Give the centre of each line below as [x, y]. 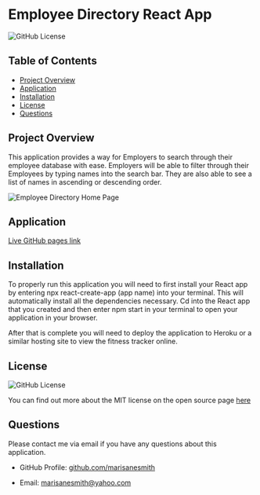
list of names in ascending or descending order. [85, 181]
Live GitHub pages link [44, 240]
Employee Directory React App [110, 15]
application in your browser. [53, 318]
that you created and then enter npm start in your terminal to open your [123, 310]
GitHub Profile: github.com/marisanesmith [87, 467]
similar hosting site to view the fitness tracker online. [93, 341]
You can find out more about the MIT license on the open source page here [130, 400]
